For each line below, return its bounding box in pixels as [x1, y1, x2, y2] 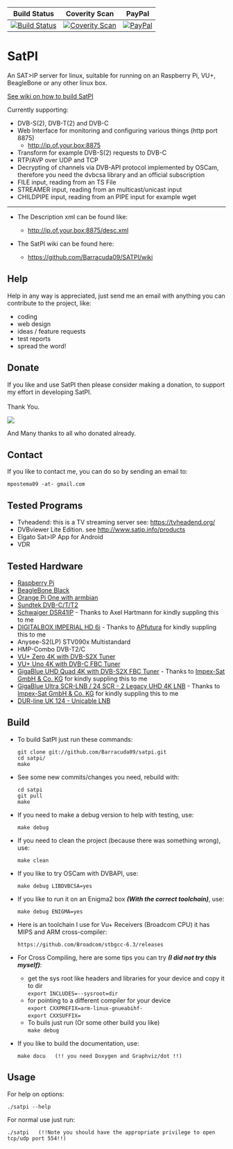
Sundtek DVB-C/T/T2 [17, 601, 78, 609]
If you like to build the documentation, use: [17, 1039, 139, 1047]
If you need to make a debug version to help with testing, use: [17, 810, 194, 819]
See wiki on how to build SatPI [7, 92, 94, 100]
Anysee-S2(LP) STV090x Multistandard [17, 638, 131, 646]
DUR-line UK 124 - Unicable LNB [17, 697, 111, 705]
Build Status [12, 9, 54, 18]
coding [17, 312, 38, 321]
